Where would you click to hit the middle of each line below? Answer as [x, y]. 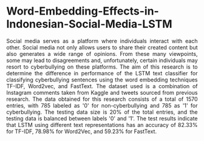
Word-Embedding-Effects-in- [83, 11]
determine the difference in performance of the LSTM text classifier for [102, 73]
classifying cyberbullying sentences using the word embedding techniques [102, 80]
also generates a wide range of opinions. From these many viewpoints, [102, 53]
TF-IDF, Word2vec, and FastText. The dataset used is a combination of [102, 86]
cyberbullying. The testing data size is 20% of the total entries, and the [102, 112]
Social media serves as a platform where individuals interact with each [102, 41]
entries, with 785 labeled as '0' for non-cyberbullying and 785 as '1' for [102, 105]
